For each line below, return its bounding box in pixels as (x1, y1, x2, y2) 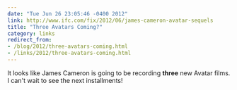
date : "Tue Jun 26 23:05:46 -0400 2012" (7, 10, 129, 18)
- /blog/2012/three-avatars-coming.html (7, 43, 129, 50)
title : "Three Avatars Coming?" (7, 23, 103, 30)
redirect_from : (7, 37, 52, 44)
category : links (7, 30, 55, 37)
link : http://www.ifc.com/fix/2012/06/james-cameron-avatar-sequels (7, 17, 214, 24)
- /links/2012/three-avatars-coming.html (7, 50, 132, 57)
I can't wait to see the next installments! (7, 76, 123, 84)
